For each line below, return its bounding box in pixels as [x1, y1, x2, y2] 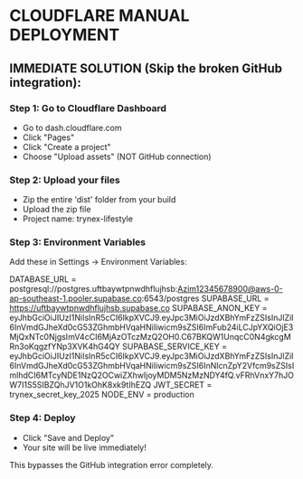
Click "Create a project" [22, 141, 111, 152]
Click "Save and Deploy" [22, 432, 115, 443]
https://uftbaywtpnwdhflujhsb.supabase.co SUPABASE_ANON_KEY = [9, 303, 268, 314]
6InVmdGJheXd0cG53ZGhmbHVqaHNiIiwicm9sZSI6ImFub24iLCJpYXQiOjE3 [9, 322, 294, 333]
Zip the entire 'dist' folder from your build [22, 194, 176, 205]
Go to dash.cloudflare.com [22, 122, 122, 133]
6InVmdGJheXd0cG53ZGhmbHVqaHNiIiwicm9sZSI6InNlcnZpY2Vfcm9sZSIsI [9, 361, 295, 371]
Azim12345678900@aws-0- [177, 284, 283, 295]
